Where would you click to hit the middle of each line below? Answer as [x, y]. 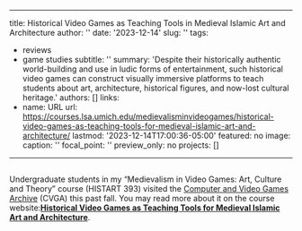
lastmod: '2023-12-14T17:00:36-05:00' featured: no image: [182, 136]
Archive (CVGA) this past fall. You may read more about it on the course [142, 199]
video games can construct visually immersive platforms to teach [143, 78]
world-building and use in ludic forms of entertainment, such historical [152, 69]
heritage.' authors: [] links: [71, 98]
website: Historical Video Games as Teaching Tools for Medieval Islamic [145, 208]
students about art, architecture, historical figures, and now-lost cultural [155, 88]
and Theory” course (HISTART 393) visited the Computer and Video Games [149, 189]
